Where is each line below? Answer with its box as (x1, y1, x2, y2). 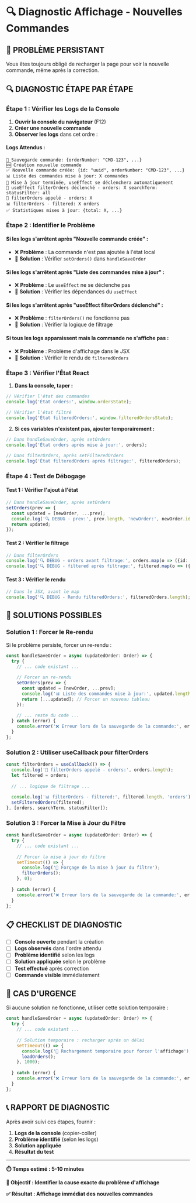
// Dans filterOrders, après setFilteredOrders (6, 453, 124, 459)
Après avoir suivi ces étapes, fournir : (6, 1118, 96, 1125)
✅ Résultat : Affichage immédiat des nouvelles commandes (6, 1190, 153, 1197)
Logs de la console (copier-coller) (14, 1129, 97, 1136)
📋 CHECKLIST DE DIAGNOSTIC (6, 920, 123, 930)
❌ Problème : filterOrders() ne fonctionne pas (14, 314, 130, 321)
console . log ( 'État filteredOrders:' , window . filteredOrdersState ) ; (6, 414, 174, 421)
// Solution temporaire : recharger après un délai (16, 1037, 145, 1043)
